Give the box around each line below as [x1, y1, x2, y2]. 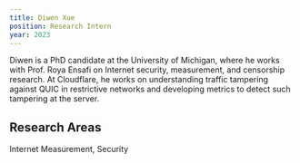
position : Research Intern [9, 22, 112, 31]
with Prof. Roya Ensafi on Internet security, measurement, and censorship [9, 64, 285, 75]
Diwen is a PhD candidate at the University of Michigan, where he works [9, 55, 280, 66]
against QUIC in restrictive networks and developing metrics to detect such [9, 83, 291, 95]
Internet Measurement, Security [9, 144, 129, 155]
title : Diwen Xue [9, 13, 75, 23]
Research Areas [9, 120, 102, 135]
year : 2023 [9, 30, 51, 39]
